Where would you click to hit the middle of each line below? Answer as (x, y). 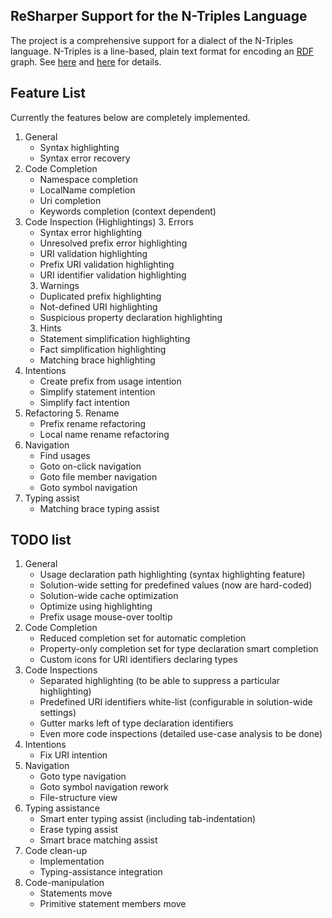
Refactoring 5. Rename (72, 413)
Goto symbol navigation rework (104, 787)
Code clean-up (56, 851)
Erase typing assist (79, 830)
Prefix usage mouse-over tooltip (106, 617)
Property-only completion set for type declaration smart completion (179, 649)
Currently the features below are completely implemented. (130, 117)
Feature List (48, 93)
